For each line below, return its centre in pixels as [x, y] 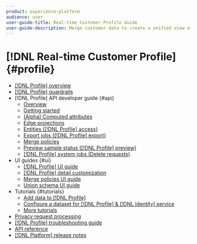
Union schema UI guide [52, 185]
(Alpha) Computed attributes [58, 117]
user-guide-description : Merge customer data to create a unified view [95, 28]
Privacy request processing [48, 216]
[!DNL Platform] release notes [50, 235]
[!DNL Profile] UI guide [50, 167]
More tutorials [40, 210]
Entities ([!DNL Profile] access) [60, 129]
